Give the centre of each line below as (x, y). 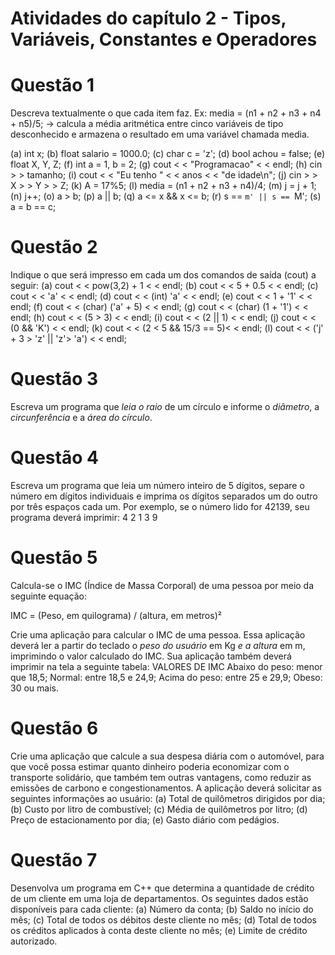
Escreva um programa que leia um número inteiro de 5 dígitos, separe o (157, 485)
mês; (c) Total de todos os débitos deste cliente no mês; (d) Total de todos (163, 919)
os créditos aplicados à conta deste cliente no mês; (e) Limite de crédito (159, 930)
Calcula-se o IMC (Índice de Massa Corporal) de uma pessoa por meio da (162, 585)
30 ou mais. (34, 688)
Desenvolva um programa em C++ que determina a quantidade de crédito (162, 888)
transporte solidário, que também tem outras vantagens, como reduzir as (161, 777)
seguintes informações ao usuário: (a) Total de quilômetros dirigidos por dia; (168, 798)
